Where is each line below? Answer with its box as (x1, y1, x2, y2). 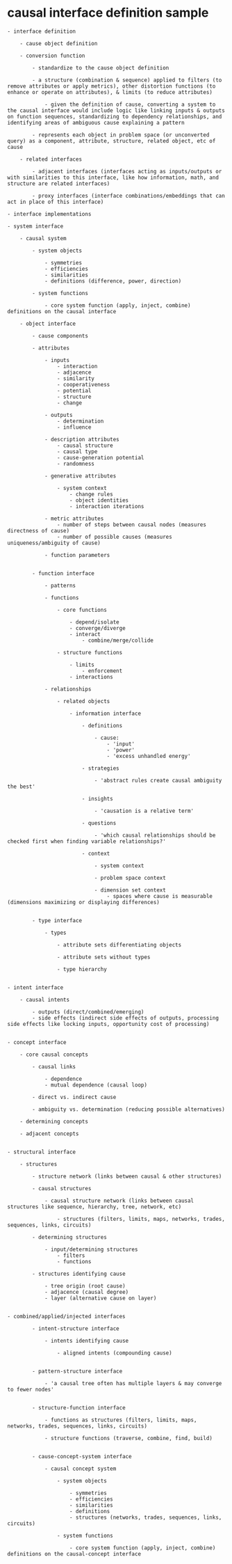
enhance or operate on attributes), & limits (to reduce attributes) (7, 88, 213, 95)
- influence (56, 423, 92, 431)
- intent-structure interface (32, 1325, 119, 1332)
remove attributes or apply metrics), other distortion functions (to (7, 82, 216, 90)
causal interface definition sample (7, 5, 209, 21)
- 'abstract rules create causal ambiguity (94, 777, 222, 784)
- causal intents (19, 996, 70, 1003)
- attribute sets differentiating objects (56, 941, 182, 948)
